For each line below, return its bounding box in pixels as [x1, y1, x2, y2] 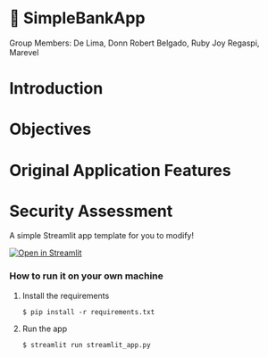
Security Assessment [9, 201, 173, 221]
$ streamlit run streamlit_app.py [21, 340, 151, 349]
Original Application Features [9, 160, 231, 180]
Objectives [9, 120, 92, 139]
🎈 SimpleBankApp [9, 8, 146, 29]
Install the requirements [21, 290, 110, 301]
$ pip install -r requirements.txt [21, 307, 155, 316]
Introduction [9, 79, 104, 99]
